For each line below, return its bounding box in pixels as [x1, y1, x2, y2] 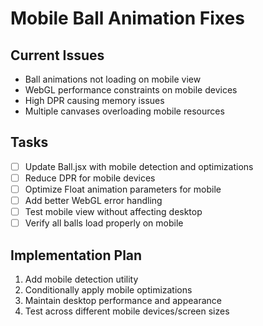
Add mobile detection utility [24, 273, 139, 285]
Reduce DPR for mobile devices [24, 172, 156, 184]
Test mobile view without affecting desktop [24, 206, 203, 218]
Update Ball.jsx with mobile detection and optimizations [24, 160, 254, 172]
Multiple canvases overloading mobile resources [24, 105, 225, 117]
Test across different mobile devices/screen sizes [24, 305, 230, 317]
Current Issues [10, 47, 105, 64]
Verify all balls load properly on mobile [24, 217, 184, 229]
